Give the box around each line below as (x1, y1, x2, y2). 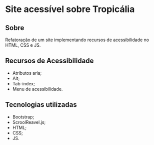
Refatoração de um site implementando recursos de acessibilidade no (5, 37, 149, 43)
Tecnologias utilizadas (5, 100, 77, 109)
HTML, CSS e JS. (5, 42, 41, 48)
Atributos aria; (12, 70, 42, 76)
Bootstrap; (12, 114, 34, 120)
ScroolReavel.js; (12, 119, 46, 125)
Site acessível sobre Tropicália (5, 4, 135, 15)
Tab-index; (12, 80, 35, 86)
